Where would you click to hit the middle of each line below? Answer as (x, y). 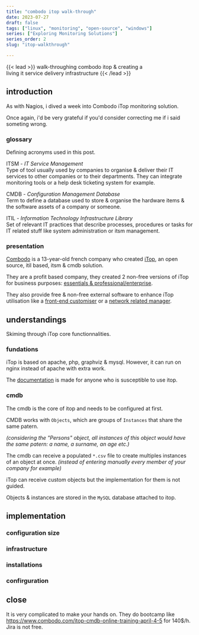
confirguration (28, 580)
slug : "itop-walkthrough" (38, 45)
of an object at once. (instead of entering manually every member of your (96, 462)
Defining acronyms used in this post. (51, 152)
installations (24, 564)
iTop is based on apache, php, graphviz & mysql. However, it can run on (94, 362)
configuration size (33, 533)
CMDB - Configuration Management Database (63, 194)
